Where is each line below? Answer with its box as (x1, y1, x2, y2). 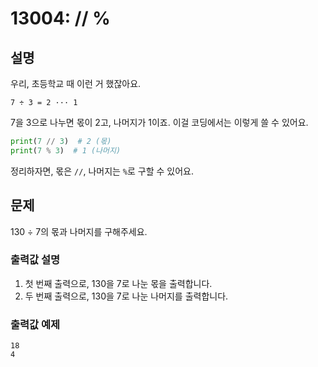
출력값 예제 (10, 317, 61, 331)
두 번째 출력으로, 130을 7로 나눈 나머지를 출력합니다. (24, 290, 229, 302)
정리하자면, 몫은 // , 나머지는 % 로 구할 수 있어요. (10, 165, 195, 177)
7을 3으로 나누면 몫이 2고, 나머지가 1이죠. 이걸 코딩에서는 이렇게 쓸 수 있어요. (10, 117, 309, 128)
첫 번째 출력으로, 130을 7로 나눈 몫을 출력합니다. (24, 277, 213, 289)
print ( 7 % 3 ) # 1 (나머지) (10, 145, 122, 156)
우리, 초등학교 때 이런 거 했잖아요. (10, 78, 142, 89)
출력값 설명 (10, 253, 61, 267)
